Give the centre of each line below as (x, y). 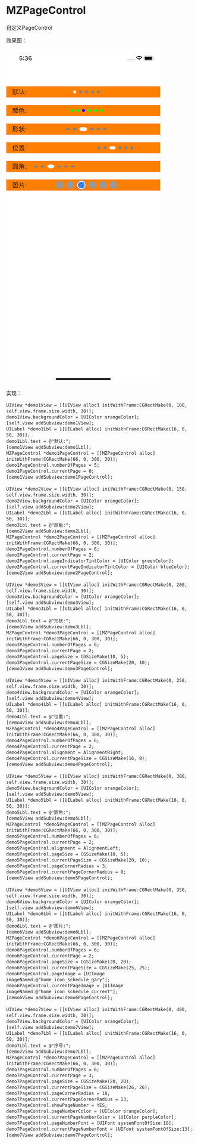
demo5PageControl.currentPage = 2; (50, 842)
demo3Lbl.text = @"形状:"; (39, 621)
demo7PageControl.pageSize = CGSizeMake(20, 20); (69, 1081)
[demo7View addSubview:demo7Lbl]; (49, 1052)
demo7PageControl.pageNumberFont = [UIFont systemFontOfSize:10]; (90, 1123)
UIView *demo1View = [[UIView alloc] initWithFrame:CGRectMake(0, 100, (97, 405)
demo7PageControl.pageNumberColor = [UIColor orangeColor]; (82, 1111)
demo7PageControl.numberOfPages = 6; (53, 1069)
